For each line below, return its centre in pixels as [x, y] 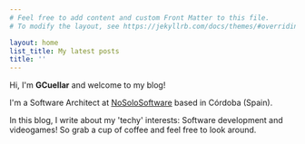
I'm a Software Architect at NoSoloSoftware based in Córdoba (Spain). [141, 103]
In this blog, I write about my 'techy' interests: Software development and [146, 120]
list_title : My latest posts [64, 51]
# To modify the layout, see [64, 26]
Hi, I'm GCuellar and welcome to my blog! [88, 85]
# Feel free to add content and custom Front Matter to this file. [140, 18]
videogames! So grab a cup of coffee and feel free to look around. [133, 130]
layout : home [34, 43]
